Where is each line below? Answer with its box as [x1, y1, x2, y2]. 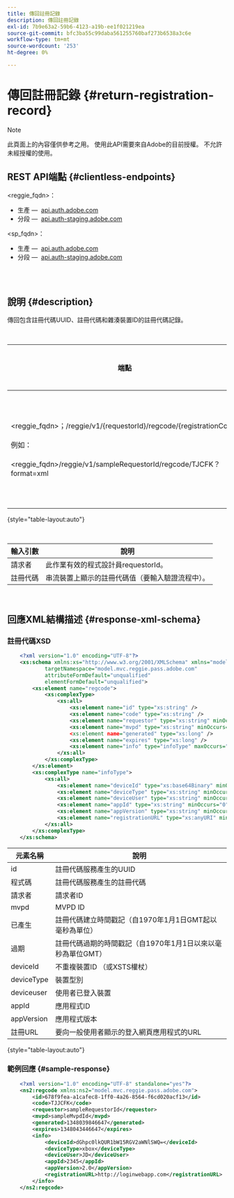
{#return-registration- [83, 88, 214, 103]
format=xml [10, 468, 49, 478]
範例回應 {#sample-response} [7, 1064, 110, 1074]
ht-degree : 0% [7, 49, 49, 56]
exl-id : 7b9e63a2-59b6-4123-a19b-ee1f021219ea [7, 23, 145, 30]
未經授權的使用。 [7, 148, 56, 157]
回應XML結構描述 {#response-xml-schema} [7, 613, 201, 625]
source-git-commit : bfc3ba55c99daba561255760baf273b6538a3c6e [7, 29, 192, 37]
